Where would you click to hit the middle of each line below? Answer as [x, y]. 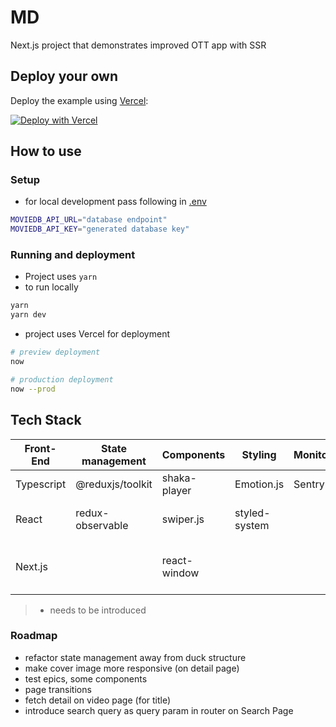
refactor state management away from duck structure [135, 657]
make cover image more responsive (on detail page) [132, 668]
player [176, 490]
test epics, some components [86, 678]
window [180, 573]
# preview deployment [55, 352]
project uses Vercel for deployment [97, 334]
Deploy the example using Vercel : [79, 100]
